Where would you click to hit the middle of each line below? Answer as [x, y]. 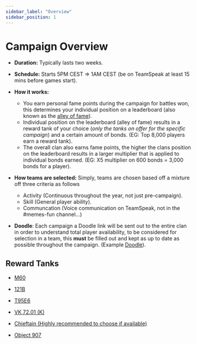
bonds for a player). [47, 166]
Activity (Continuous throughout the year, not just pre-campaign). [103, 195]
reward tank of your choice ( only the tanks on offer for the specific [104, 128]
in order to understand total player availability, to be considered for [95, 232]
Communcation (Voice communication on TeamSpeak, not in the [101, 208]
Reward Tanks [32, 263]
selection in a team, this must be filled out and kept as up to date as [97, 239]
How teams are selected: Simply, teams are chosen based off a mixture [102, 178]
